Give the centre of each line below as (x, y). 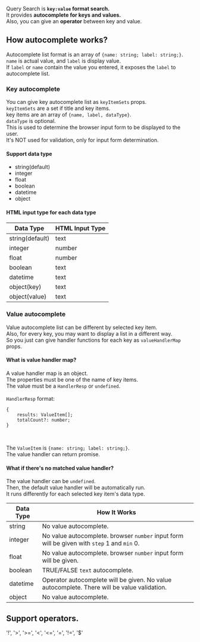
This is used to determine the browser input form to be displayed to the (93, 127)
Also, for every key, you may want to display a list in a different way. (89, 333)
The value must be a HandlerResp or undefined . (63, 386)
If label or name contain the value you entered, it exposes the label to (91, 67)
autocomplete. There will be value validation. (104, 588)
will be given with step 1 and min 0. (91, 543)
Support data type (29, 153)
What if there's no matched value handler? (60, 468)
